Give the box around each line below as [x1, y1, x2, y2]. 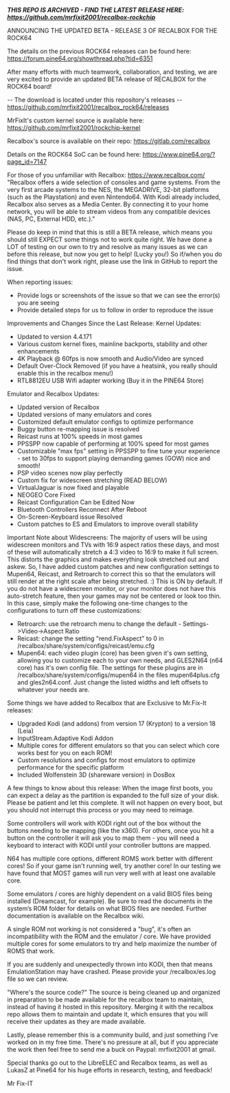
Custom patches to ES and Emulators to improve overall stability [16, 520, 198, 528]
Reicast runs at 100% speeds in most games [16, 433, 143, 440]
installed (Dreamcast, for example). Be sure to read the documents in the [7, 897, 213, 905]
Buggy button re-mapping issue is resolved [16, 425, 139, 433]
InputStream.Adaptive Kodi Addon [16, 734, 114, 742]
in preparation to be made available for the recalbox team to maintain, [7, 995, 204, 1004]
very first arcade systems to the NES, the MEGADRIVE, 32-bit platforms [7, 186, 209, 193]
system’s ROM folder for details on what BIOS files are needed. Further [7, 905, 207, 912]
